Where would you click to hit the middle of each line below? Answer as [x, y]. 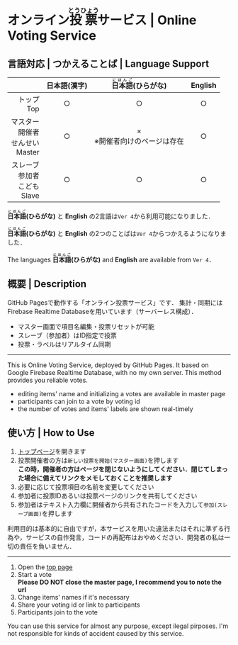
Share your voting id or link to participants [79, 605]
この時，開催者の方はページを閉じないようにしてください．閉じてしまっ [123, 469]
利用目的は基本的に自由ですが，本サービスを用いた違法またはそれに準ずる [116, 528]
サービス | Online [147, 20]
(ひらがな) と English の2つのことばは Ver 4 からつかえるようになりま [126, 234]
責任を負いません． [47, 546]
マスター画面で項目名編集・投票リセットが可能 [86, 326]
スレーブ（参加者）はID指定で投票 [67, 335]
